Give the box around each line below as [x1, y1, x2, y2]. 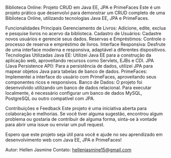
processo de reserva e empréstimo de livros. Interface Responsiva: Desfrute [5, 41, 166, 47]
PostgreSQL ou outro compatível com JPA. [5, 95, 95, 101]
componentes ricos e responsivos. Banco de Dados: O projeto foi [5, 79, 142, 85]
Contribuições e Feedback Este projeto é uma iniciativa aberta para [5, 106, 147, 111]
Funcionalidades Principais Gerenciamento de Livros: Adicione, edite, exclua [5, 25, 166, 31]
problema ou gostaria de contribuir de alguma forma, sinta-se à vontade [5, 116, 157, 122]
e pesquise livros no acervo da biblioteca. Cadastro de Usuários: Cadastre [5, 31, 162, 36]
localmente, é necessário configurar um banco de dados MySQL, [5, 90, 142, 96]
